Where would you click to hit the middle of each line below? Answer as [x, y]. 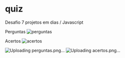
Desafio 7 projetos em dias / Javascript [44, 22]
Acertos [13, 41]
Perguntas [15, 31]
